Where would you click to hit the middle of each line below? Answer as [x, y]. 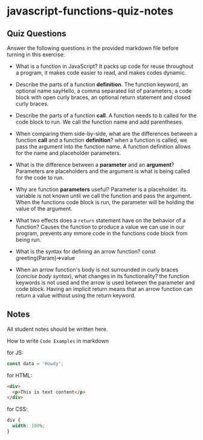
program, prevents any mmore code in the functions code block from [101, 233]
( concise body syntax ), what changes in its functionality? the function [102, 276]
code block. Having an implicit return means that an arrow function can [104, 289]
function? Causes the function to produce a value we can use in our [100, 227]
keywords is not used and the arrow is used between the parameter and [105, 282]
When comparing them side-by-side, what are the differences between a [106, 134]
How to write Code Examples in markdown [58, 341]
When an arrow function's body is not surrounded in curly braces [97, 270]
